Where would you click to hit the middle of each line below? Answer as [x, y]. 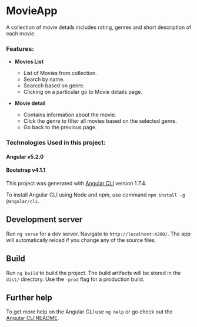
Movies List [29, 62]
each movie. [21, 33]
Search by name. [44, 79]
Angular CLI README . [33, 318]
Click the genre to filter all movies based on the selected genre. [100, 121]
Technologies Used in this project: [56, 143]
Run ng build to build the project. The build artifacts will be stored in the [94, 273]
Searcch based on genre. [54, 86]
